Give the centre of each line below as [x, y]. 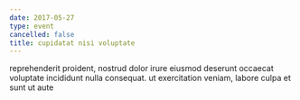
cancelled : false [42, 34]
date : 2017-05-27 [42, 18]
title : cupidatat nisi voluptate [72, 43]
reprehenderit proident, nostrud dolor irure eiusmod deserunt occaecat [141, 68]
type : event [32, 26]
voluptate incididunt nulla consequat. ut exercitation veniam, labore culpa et [150, 78]
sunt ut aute [32, 87]
